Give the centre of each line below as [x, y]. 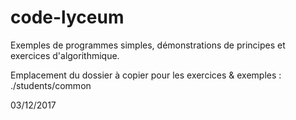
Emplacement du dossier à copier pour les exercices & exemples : [146, 75]
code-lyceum [67, 17]
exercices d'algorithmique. [65, 55]
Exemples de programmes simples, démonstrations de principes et [148, 45]
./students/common [51, 85]
